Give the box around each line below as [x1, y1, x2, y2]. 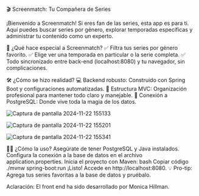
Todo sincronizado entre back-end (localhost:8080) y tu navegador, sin [6, 58, 186, 65]
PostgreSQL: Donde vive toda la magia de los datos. [6, 98, 137, 105]
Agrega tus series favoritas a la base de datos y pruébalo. [6, 171, 151, 178]
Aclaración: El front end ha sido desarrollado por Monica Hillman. [6, 183, 170, 190]
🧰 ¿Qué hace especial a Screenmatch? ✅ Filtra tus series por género [6, 44, 178, 51]
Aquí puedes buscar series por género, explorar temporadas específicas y [6, 26, 193, 33]
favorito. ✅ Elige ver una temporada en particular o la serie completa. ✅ [6, 51, 186, 58]
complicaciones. [6, 64, 47, 72]
